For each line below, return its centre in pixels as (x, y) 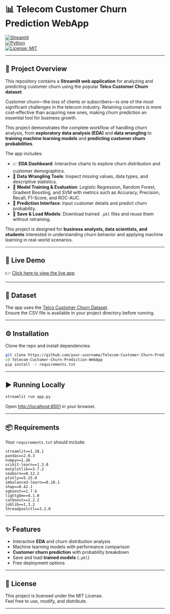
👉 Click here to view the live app (40, 273)
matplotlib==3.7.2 (25, 469)
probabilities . (19, 144)
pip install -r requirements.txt (40, 364)
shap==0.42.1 (19, 487)
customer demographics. (39, 171)
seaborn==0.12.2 (22, 474)
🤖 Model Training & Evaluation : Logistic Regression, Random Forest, (84, 187)
